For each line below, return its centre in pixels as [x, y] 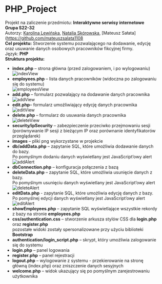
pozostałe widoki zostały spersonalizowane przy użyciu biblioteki [78, 229]
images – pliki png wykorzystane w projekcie [58, 141]
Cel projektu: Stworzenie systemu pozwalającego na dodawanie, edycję [78, 43]
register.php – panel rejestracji [43, 255]
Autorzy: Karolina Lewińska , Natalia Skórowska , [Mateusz [63, 33]
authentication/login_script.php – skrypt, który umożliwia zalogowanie [84, 240]
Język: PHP [17, 54]
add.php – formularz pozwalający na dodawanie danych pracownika [81, 94]
